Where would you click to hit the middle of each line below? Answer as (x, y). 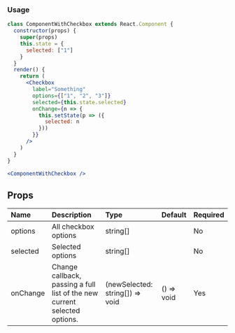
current (64, 302)
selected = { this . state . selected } (80, 102)
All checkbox (73, 227)
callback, (66, 276)
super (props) (39, 37)
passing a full (73, 285)
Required (209, 215)
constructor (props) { (45, 31)
